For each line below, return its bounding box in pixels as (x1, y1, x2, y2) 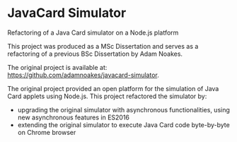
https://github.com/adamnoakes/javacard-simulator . (7, 71, 159, 79)
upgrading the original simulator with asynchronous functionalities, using (17, 105, 230, 114)
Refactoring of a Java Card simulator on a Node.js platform (7, 28, 179, 37)
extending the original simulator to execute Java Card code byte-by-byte (17, 120, 230, 129)
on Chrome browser (17, 128, 76, 136)
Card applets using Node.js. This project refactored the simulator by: (7, 92, 207, 100)
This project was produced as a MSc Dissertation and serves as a (7, 42, 199, 50)
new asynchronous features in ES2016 (17, 113, 129, 122)
